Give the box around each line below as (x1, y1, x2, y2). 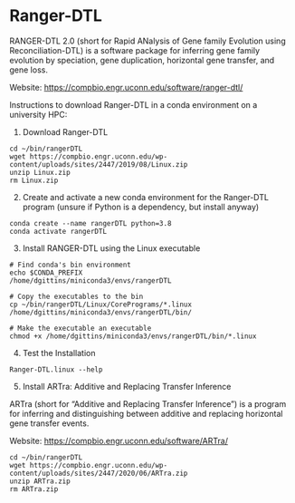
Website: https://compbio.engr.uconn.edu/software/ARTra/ (9, 435, 229, 446)
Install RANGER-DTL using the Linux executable (22, 242, 201, 254)
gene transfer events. (9, 418, 90, 429)
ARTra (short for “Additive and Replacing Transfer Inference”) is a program (9, 398, 287, 409)
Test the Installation (22, 347, 96, 358)
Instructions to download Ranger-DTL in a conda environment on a (9, 99, 258, 110)
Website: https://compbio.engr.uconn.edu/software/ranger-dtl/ (9, 82, 243, 92)
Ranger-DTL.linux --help (9, 364, 103, 374)
